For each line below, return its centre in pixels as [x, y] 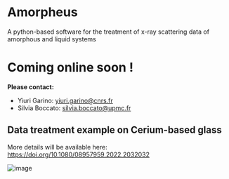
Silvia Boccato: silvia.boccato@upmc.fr [74, 108]
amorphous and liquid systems [52, 39]
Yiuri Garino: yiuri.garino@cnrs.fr [65, 100]
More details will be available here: [57, 147]
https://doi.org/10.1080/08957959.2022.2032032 [78, 154]
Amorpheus [43, 12]
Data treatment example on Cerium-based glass [115, 130]
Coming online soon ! [70, 68]
